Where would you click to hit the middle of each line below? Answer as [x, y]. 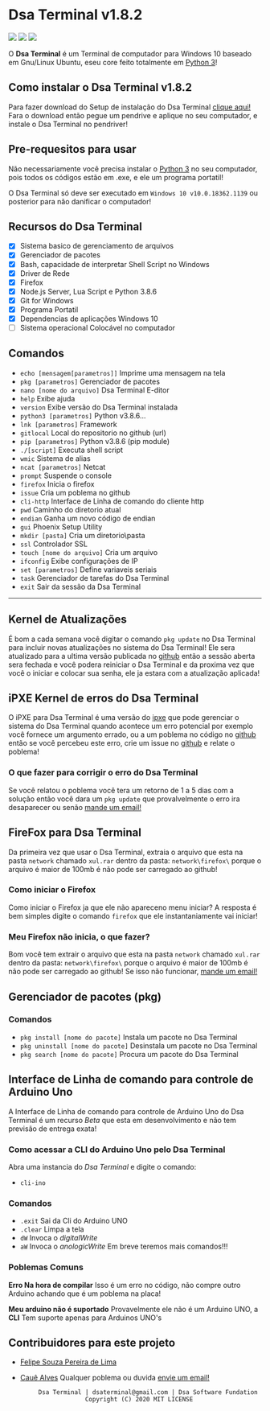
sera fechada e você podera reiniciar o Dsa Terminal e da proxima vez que [131, 664]
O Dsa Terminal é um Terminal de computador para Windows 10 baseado [130, 53]
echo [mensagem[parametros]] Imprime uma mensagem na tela [123, 372]
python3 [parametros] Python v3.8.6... [83, 415]
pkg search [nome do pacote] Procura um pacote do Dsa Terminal [129, 1054]
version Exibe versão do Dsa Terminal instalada [99, 407]
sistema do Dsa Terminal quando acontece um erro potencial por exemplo [131, 726]
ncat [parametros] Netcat [63, 467]
